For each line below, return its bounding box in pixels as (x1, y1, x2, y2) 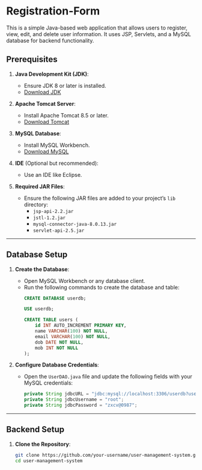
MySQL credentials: (23, 379, 73, 386)
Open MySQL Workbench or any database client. (23, 277, 145, 284)
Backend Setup (6, 424, 65, 434)
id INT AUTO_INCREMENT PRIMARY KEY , (35, 323, 127, 329)
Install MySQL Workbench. (23, 141, 90, 149)
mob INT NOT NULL (35, 345, 78, 351)
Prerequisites (6, 54, 58, 64)
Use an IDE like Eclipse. (23, 171, 82, 178)
